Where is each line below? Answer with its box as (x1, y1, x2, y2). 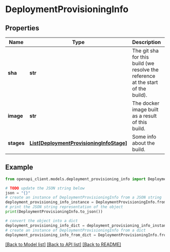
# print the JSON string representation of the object (5, 204, 123, 209)
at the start (132, 79, 158, 86)
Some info (132, 133, 157, 140)
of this (132, 119, 148, 125)
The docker (132, 100, 159, 107)
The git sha (132, 47, 159, 54)
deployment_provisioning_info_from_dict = (5, 232, 96, 237)
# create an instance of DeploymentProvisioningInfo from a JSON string (5, 195, 162, 200)
